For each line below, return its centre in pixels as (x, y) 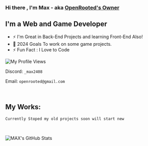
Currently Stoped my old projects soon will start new (65, 119)
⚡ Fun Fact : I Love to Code (41, 49)
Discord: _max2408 (24, 71)
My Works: (23, 107)
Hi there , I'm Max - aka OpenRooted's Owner (63, 8)
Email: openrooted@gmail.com (35, 81)
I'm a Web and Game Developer (56, 24)
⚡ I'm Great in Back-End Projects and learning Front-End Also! (78, 37)
